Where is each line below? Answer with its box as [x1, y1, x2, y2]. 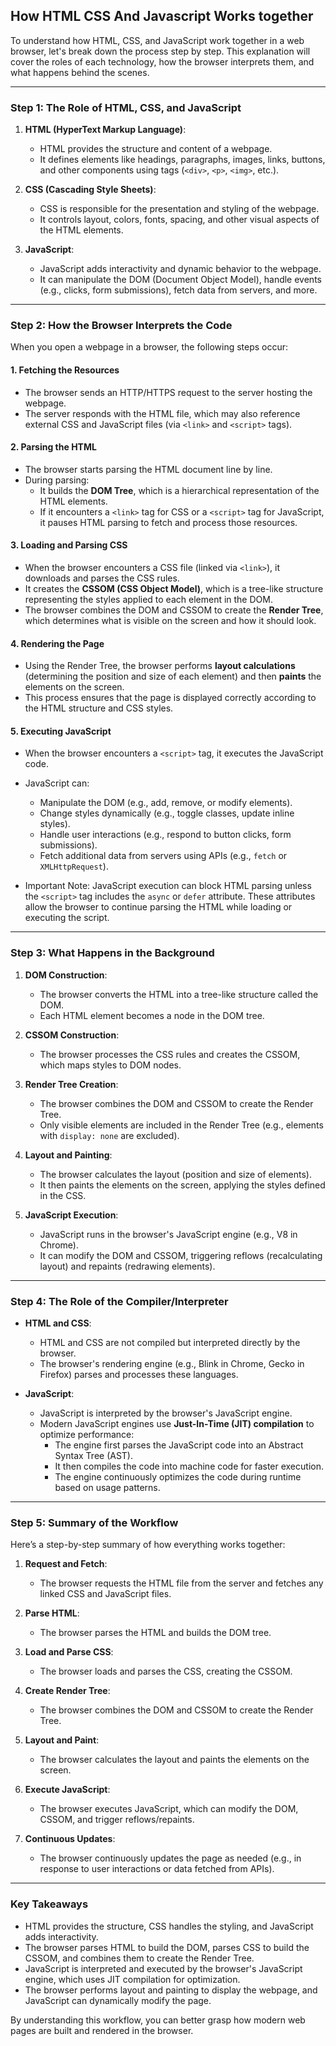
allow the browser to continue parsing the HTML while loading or [24, 901, 293, 913]
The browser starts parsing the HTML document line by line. [24, 463, 273, 475]
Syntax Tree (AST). [54, 1450, 134, 1462]
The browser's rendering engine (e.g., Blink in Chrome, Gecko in [39, 1358, 305, 1370]
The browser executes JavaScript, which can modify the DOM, [39, 1803, 299, 1815]
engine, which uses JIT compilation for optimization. [24, 1973, 241, 1985]
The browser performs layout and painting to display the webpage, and [24, 1984, 318, 1996]
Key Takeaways [10, 1897, 89, 1911]
